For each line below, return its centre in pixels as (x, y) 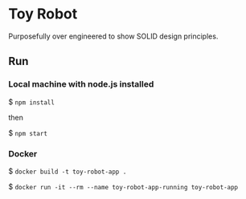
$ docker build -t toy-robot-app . (68, 171)
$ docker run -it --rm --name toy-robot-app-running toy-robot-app (123, 186)
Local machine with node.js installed (81, 84)
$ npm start (28, 132)
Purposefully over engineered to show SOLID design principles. (113, 36)
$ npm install (31, 102)
